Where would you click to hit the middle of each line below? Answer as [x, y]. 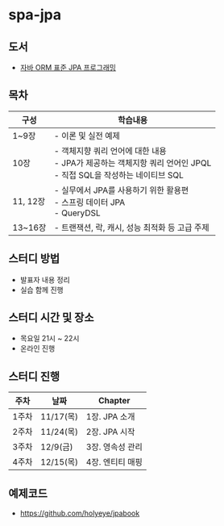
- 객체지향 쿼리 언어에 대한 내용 [110, 151]
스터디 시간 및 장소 [51, 317]
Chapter [114, 401]
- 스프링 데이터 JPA [89, 202]
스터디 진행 [34, 376]
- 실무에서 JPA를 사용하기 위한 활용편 [121, 190]
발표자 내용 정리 [45, 279]
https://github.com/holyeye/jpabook [80, 513]
